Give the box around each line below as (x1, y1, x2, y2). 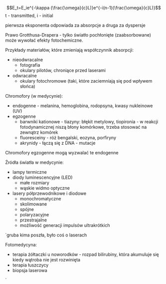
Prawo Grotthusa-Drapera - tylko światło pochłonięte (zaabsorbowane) (5, 32, 151, 38)
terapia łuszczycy (12, 262, 49, 268)
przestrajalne (19, 217, 47, 223)
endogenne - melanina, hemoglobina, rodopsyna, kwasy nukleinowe (12, 103, 153, 109)
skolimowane (19, 201, 47, 207)
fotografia (19, 62, 40, 68)
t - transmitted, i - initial (5, 13, 53, 19)
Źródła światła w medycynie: (5, 159, 64, 165)
